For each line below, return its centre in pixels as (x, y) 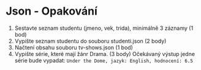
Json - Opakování (51, 11)
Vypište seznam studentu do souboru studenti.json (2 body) (90, 41)
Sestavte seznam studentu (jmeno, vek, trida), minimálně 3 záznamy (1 (104, 28)
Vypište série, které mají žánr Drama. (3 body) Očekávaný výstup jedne (105, 54)
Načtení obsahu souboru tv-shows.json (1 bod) (74, 47)
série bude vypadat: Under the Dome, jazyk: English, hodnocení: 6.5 (104, 60)
